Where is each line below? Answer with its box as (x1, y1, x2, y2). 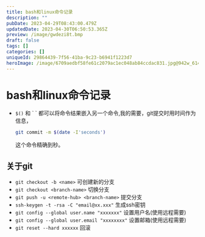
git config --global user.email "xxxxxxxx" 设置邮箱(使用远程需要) (15, 216, 187, 224)
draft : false (6, 37, 40, 43)
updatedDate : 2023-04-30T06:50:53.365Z (6, 26, 108, 32)
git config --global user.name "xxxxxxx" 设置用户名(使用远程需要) (15, 209, 187, 216)
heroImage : (6, 60, 34, 66)
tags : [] (6, 43, 29, 49)
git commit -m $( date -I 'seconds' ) (15, 129, 106, 136)
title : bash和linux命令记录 (6, 9, 73, 15)
